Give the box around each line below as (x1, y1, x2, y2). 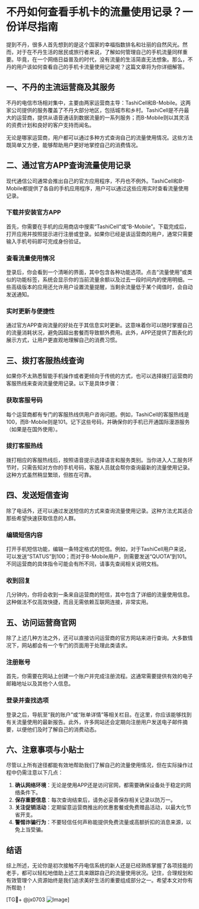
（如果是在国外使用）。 (6, 425, 61, 433)
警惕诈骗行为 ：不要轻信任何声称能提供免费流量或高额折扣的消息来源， (14, 819, 187, 826)
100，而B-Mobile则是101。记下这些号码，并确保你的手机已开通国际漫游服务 (6, 418, 190, 425)
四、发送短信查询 (6, 490, 69, 500)
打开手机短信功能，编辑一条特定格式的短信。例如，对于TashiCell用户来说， (6, 545, 190, 552)
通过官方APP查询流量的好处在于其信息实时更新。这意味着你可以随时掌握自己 (6, 321, 193, 329)
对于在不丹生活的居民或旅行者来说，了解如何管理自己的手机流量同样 (16, 48, 182, 55)
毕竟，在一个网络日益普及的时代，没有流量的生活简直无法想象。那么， (16, 56, 188, 63)
